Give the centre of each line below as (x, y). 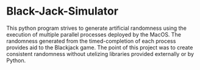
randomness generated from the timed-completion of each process (91, 41)
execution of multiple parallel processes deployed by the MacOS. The (94, 34)
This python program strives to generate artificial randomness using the (97, 28)
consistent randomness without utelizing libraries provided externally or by (100, 54)
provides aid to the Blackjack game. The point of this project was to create (100, 47)
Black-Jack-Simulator (62, 11)
